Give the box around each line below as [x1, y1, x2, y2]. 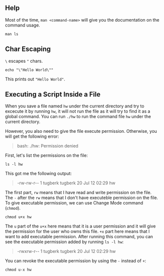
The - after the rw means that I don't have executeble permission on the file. [5, 195, 158, 201]
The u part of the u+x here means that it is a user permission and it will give [5, 223, 156, 229]
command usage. [5, 22, 40, 28]
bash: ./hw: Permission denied [17, 143, 78, 149]
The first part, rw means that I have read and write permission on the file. [5, 190, 152, 196]
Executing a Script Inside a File [5, 90, 101, 99]
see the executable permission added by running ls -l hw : [5, 239, 124, 245]
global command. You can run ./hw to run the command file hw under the [5, 114, 151, 120]
